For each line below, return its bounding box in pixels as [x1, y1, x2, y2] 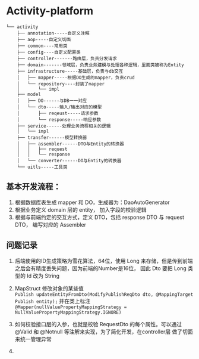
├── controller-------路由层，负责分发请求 [17, 55, 117, 61]
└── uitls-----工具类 [17, 164, 68, 170]
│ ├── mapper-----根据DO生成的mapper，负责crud [17, 75, 135, 81]
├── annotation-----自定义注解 [17, 30, 90, 36]
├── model [17, 91, 42, 97]
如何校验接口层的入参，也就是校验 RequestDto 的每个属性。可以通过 [14, 320, 182, 327]
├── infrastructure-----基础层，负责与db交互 [17, 68, 124, 74]
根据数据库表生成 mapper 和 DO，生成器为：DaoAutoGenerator [14, 199, 170, 206]
